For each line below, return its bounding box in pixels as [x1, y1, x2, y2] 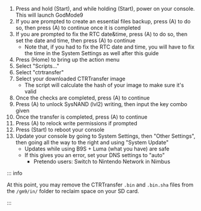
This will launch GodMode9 [15, 11, 83, 19]
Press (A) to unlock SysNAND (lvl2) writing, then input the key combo [15, 101, 188, 107]
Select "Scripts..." [15, 62, 59, 70]
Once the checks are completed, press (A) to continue [15, 94, 150, 101]
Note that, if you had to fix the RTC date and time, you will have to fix [24, 43, 194, 50]
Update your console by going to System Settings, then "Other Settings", [15, 132, 196, 140]
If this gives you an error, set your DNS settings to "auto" [24, 152, 165, 158]
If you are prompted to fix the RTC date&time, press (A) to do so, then [15, 31, 188, 38]
